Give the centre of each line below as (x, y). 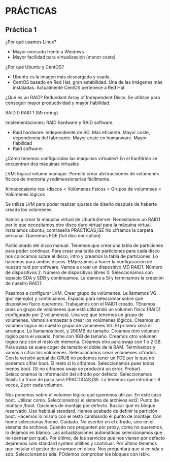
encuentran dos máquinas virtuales (42, 164)
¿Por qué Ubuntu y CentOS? (35, 67)
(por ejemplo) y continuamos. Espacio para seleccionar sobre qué (74, 298)
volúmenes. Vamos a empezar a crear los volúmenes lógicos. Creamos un (82, 320)
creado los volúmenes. (29, 209)
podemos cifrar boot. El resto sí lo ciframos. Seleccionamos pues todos (80, 363)
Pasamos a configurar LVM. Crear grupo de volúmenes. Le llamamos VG (81, 293)
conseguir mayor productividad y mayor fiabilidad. (58, 103)
